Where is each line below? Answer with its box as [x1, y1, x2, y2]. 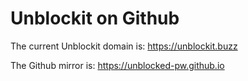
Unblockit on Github [10, 7, 180, 30]
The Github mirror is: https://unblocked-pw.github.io [10, 59, 225, 71]
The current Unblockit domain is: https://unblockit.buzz [10, 40, 238, 52]
